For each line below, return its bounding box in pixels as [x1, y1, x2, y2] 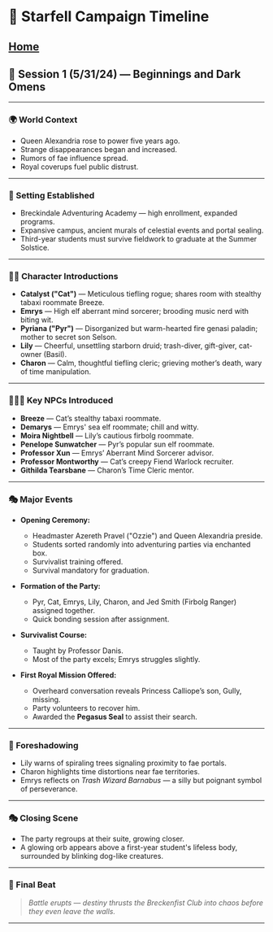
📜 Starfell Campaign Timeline [8, 7, 210, 26]
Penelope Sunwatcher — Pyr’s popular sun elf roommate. [19, 439, 215, 449]
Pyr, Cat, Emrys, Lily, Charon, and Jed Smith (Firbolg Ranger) [32, 597, 237, 607]
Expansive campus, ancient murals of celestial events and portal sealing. [19, 225, 264, 235]
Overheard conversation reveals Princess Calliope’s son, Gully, [32, 686, 242, 695]
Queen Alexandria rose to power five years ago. [19, 136, 180, 146]
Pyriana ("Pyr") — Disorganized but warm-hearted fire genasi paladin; [19, 324, 258, 333]
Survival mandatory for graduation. [32, 565, 150, 575]
